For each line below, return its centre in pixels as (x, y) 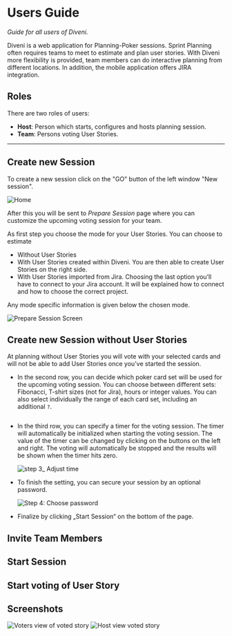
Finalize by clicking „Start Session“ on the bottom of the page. (105, 516)
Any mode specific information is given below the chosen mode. (99, 305)
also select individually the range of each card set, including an (107, 399)
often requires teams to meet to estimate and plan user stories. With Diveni (114, 53)
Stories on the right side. (52, 269)
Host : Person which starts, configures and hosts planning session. (112, 127)
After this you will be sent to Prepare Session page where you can (101, 213)
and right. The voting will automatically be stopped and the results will (117, 448)
